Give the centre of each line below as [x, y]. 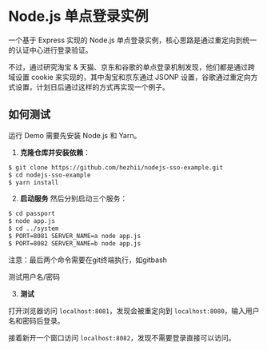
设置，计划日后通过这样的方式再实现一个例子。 [92, 87]
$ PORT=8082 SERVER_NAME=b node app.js [75, 243]
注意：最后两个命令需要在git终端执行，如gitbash [88, 260]
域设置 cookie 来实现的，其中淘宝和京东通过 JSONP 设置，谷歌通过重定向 [130, 77]
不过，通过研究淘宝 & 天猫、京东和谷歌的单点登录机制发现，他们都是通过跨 [132, 67]
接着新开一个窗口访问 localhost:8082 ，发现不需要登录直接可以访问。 [122, 337]
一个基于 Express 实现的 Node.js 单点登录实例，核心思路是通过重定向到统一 [133, 40]
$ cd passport [32, 214]
